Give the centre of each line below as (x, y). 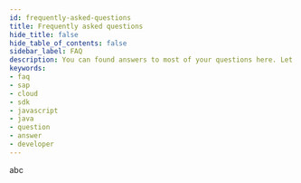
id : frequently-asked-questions (70, 18)
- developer (32, 144)
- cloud (24, 93)
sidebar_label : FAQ (46, 52)
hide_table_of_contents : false (68, 43)
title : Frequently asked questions (76, 26)
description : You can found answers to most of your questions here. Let (151, 60)
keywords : (28, 69)
